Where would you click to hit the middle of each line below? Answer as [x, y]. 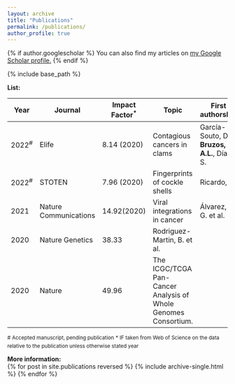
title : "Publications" [40, 20]
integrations [172, 211]
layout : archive [31, 14]
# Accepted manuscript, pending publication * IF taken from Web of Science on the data [113, 337]
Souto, [211, 136]
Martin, [164, 240]
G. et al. [212, 215]
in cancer [168, 220]
